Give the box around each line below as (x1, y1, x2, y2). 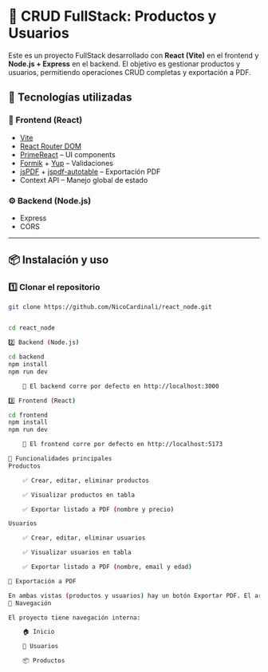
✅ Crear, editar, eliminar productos (22, 476, 150, 484)
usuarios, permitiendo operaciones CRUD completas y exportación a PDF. (8, 67, 251, 77)
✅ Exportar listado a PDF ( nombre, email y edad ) (22, 563, 193, 571)
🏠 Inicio (22, 628, 55, 636)
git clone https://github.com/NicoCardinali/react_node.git (8, 302, 213, 310)
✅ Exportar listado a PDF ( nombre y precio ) (22, 505, 175, 513)
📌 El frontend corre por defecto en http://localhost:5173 (22, 441, 223, 449)
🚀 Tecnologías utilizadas (8, 91, 132, 105)
